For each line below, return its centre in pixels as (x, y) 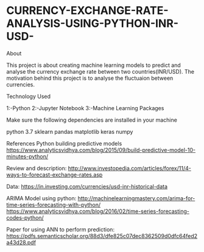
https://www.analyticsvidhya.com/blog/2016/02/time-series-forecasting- (98, 211)
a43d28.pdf (21, 242)
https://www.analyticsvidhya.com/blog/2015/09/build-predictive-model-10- (101, 150)
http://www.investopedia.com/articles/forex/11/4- (130, 168)
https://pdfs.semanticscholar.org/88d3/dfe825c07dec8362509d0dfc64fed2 (102, 236)
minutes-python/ (27, 156)
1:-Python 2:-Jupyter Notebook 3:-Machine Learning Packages (85, 108)
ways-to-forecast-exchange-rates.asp (55, 175)
